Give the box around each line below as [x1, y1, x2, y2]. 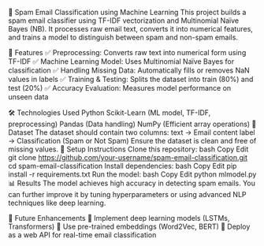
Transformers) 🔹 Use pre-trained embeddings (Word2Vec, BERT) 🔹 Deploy [8, 222, 251, 231]
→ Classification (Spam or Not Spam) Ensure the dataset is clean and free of [8, 136, 257, 145]
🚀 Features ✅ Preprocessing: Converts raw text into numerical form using [8, 48, 247, 57]
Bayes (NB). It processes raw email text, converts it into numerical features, [8, 24, 254, 33]
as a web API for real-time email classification [8, 230, 157, 240]
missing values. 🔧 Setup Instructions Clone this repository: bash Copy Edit [8, 144, 249, 154]
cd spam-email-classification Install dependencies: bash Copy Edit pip [8, 162, 237, 170]
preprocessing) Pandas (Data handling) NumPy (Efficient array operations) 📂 [8, 119, 257, 129]
